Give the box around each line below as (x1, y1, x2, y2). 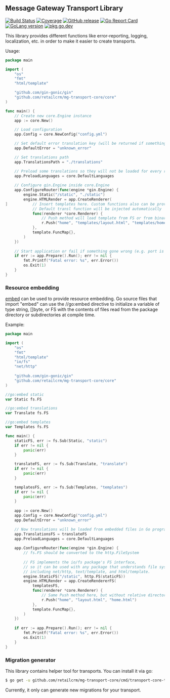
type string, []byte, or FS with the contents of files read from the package (5, 306, 158, 313)
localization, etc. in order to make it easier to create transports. (5, 38, 137, 44)
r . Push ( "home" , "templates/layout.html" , (41, 220, 130, 226)
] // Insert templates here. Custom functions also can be (5, 201, 155, 207)
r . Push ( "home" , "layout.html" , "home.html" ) (41, 597, 137, 602)
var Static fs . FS (5, 397, 42, 402)
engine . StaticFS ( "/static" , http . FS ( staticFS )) (23, 574, 125, 579)
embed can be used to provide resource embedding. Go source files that (5, 296, 157, 302)
